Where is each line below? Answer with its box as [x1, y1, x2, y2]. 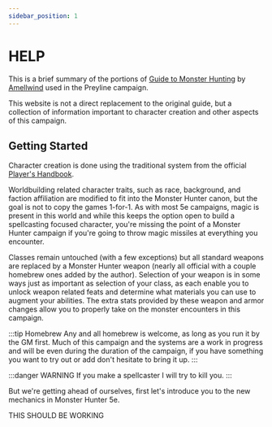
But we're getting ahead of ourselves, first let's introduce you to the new [8, 386, 251, 396]
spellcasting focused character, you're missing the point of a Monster [8, 220, 241, 229]
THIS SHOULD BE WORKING [8, 411, 104, 420]
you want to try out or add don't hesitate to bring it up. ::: [8, 355, 198, 364]
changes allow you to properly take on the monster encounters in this [8, 304, 241, 314]
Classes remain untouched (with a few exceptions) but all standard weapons [8, 253, 264, 263]
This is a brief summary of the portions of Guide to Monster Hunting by [8, 74, 246, 84]
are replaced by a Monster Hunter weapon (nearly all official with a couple [8, 261, 257, 271]
